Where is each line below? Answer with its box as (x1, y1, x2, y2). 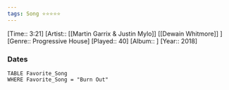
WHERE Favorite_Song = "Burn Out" (7, 76, 109, 83)
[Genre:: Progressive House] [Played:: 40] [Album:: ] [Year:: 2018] (7, 36, 198, 45)
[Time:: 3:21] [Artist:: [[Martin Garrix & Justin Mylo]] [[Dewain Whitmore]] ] (7, 29, 223, 38)
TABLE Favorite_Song (7, 70, 68, 77)
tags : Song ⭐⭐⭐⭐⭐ (7, 10, 61, 17)
